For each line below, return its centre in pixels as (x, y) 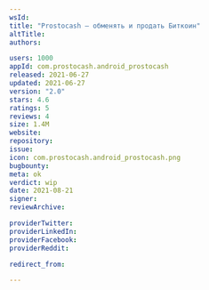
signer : (24, 199)
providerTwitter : (41, 223)
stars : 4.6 (29, 100)
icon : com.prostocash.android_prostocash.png (95, 157)
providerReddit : (39, 248)
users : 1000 (31, 59)
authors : (25, 42)
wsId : (19, 17)
